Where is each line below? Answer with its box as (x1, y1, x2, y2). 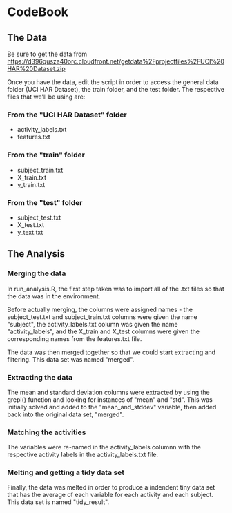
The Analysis (7, 248, 66, 260)
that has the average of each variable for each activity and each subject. (7, 491, 214, 499)
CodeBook (7, 4, 69, 20)
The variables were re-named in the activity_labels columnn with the (7, 443, 202, 452)
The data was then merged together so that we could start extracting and (7, 348, 216, 356)
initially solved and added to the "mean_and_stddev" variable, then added (7, 403, 217, 411)
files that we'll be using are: (7, 93, 86, 101)
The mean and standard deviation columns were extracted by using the (7, 388, 210, 396)
